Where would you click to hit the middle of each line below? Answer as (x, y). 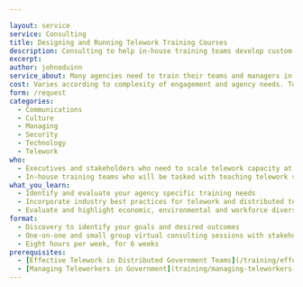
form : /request (38, 93)
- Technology (42, 143)
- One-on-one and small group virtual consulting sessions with (141, 236)
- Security (38, 135)
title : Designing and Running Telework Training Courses (119, 42)
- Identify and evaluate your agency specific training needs (137, 194)
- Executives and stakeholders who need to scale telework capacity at (155, 168)
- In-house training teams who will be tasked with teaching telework (153, 177)
